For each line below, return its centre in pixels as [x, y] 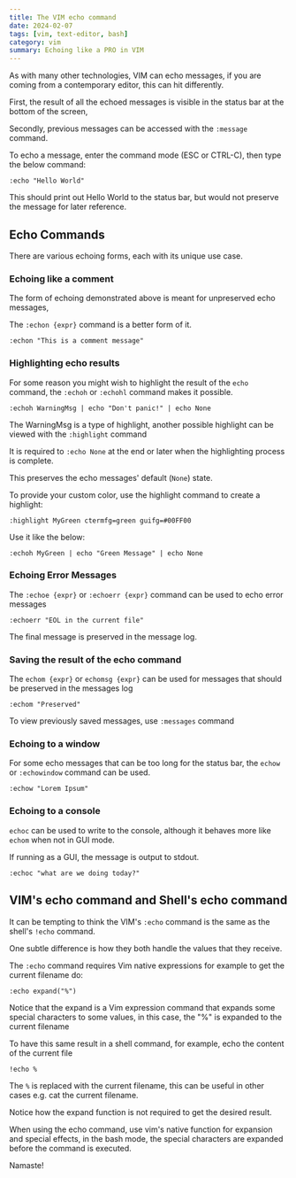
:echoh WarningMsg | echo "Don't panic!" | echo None [110, 408]
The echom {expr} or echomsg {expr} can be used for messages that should [146, 679]
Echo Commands [57, 234]
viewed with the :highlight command [78, 434]
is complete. [32, 461]
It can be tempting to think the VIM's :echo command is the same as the [140, 921]
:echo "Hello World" [47, 181]
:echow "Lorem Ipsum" [49, 789]
